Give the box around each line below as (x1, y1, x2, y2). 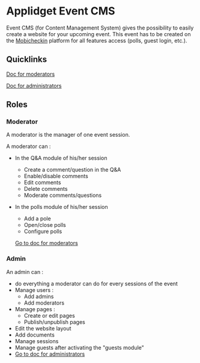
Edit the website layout (14, 324, 71, 332)
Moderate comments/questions (23, 191, 102, 199)
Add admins (23, 293, 54, 300)
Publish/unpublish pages (23, 318, 85, 326)
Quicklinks (6, 54, 47, 64)
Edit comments (23, 179, 61, 186)
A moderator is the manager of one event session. (6, 131, 130, 138)
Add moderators (23, 299, 65, 306)
